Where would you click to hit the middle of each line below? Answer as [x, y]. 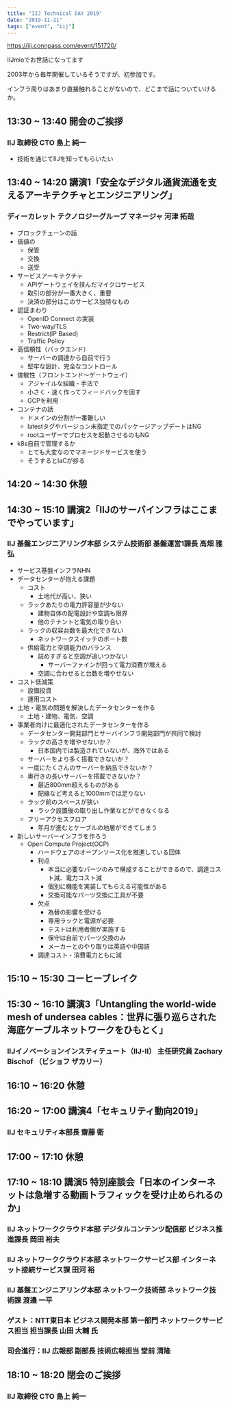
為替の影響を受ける [75, 912]
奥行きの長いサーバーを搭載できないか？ [84, 776]
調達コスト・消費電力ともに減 [79, 955]
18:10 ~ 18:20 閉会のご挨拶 [64, 1375]
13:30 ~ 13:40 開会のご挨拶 [65, 121]
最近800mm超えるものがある [78, 784]
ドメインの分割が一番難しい [66, 417]
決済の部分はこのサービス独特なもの [78, 301]
